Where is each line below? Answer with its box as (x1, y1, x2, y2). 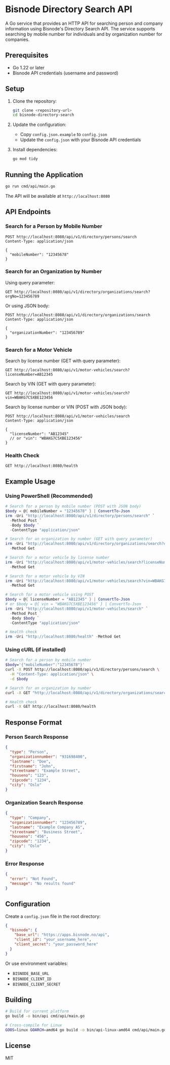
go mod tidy (12, 156, 38, 161)
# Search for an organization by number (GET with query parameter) (5, 536, 153, 542)
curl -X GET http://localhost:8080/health (5, 704, 96, 709)
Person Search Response (5, 733, 69, 740)
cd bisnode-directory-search (12, 112, 74, 117)
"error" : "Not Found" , (10, 876, 58, 881)
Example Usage (5, 477, 56, 486)
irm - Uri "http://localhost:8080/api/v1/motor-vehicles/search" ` (5, 606, 148, 611)
